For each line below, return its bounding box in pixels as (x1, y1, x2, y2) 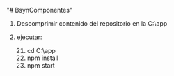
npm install (26, 54, 58, 62)
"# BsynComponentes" (6, 6, 73, 14)
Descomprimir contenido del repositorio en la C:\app (16, 20, 168, 27)
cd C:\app (26, 47, 56, 54)
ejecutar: (16, 33, 42, 41)
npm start (26, 61, 55, 69)
